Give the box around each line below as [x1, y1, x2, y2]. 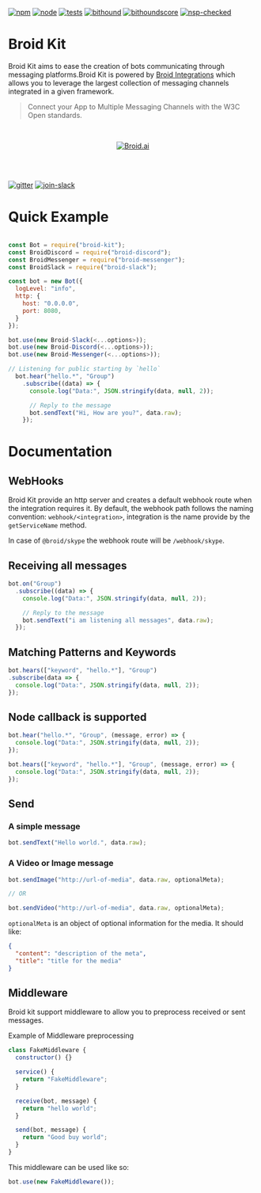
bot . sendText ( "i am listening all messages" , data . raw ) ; [22, 616, 214, 624]
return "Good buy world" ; [22, 1134, 108, 1142]
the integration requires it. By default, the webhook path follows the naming [8, 504, 254, 513]
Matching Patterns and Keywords [8, 646, 176, 659]
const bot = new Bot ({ [8, 277, 83, 285]
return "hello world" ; [22, 1104, 97, 1112]
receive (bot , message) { [15, 1097, 97, 1105]
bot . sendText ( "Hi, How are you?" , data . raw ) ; [28, 409, 182, 417]
